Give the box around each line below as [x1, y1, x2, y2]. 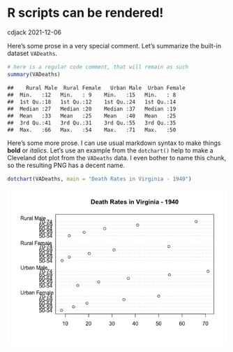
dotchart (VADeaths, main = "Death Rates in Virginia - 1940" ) [7, 175, 192, 183]
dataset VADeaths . [7, 49, 58, 57]
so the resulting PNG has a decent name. [7, 161, 126, 169]
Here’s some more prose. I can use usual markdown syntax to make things [7, 139, 221, 147]
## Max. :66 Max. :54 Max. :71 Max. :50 [7, 126, 176, 134]
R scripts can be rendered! [7, 5, 164, 21]
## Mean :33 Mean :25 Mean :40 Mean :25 [7, 112, 176, 120]
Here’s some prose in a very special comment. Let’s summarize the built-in [7, 41, 222, 50]
